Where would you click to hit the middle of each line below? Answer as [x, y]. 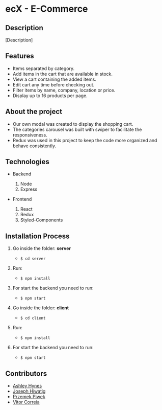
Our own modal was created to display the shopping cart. [73, 124]
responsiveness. [30, 135]
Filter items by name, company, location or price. [64, 90]
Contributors [26, 373]
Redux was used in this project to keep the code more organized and [85, 140]
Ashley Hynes [27, 386]
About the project [34, 112]
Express [29, 189]
